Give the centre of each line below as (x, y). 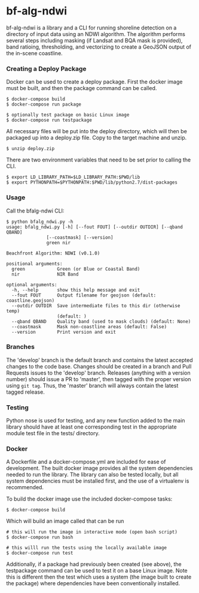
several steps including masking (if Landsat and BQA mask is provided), (94, 40)
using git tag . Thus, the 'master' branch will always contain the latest (92, 385)
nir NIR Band (45, 274)
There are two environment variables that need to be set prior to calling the (99, 160)
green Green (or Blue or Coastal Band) (76, 269)
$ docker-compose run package (44, 104)
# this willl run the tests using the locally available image (87, 548)
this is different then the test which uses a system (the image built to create (99, 577)
